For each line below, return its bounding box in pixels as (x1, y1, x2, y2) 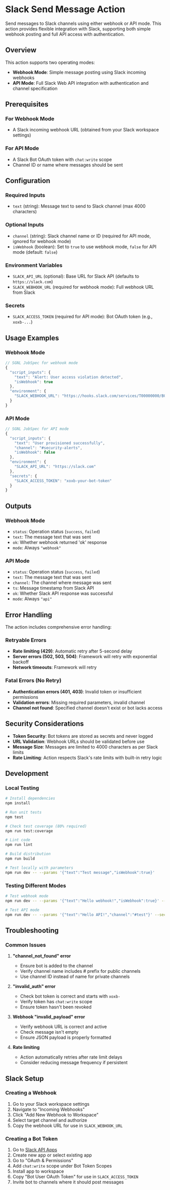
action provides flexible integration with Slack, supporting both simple (5, 25, 151, 31)
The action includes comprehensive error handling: (5, 624, 112, 630)
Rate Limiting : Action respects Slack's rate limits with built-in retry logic (12, 755, 162, 761)
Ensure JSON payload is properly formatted (20, 1034, 111, 1041)
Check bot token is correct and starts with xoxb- (20, 993, 120, 999)
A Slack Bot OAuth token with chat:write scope (12, 156, 112, 162)
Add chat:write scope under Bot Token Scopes (12, 1163, 112, 1169)
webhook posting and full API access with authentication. (5, 31, 125, 37)
